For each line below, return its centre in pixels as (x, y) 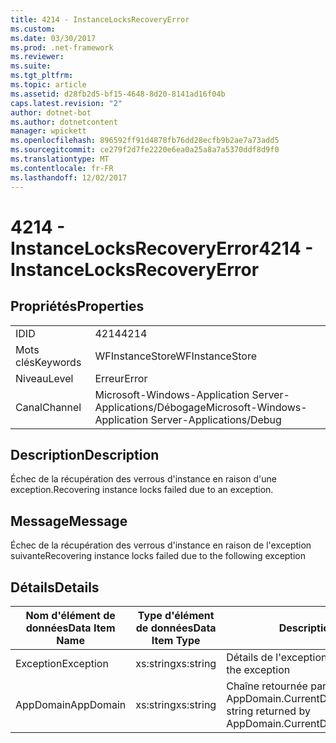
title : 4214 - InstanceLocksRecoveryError (100, 19)
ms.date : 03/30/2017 (53, 38)
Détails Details (55, 587)
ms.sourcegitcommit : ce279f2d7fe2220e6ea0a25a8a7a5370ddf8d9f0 (145, 150)
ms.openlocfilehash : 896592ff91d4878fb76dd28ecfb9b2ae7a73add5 (145, 141)
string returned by (268, 711)
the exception (258, 669)
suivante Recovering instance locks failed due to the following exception (158, 556)
